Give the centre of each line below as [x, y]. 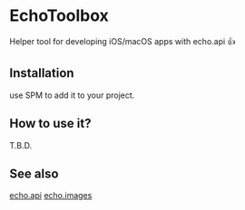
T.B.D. [21, 145]
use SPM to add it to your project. [72, 95]
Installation [42, 73]
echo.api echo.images [51, 196]
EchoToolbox [59, 16]
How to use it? [50, 124]
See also [34, 173]
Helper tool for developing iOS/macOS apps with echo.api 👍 [122, 41]
